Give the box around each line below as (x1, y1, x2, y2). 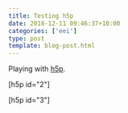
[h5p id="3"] (8, 95, 51, 105)
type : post (8, 34, 45, 43)
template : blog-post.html (8, 42, 95, 50)
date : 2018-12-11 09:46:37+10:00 (8, 19, 121, 27)
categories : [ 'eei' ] (8, 27, 78, 35)
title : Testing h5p (8, 11, 74, 20)
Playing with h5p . (8, 64, 66, 73)
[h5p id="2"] (8, 80, 51, 90)
